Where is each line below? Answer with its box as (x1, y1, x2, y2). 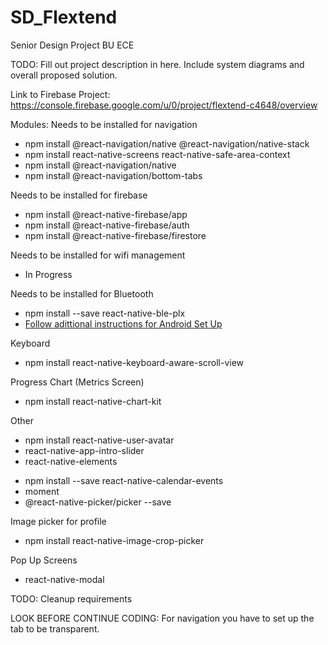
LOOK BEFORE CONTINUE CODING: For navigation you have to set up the (10, 612, 315, 624)
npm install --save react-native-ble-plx (24, 307, 186, 319)
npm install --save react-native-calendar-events (24, 474, 224, 486)
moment (24, 485, 60, 497)
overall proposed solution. (10, 69, 118, 81)
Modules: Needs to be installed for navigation (10, 118, 198, 130)
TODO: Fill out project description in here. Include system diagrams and (10, 58, 305, 70)
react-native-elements (24, 455, 118, 467)
